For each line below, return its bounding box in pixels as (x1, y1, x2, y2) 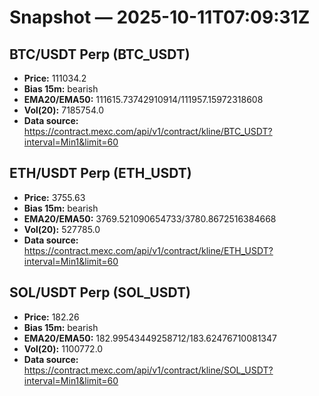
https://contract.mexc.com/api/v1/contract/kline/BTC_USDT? (23, 126, 273, 137)
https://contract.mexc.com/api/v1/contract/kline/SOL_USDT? (23, 364, 274, 376)
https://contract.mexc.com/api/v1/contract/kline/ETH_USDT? (23, 244, 274, 256)
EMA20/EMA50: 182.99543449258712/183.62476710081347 (23, 332, 277, 344)
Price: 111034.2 (23, 72, 87, 84)
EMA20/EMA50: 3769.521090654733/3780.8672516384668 (23, 212, 277, 225)
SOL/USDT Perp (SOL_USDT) (9, 284, 191, 301)
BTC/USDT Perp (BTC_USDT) (9, 46, 191, 63)
